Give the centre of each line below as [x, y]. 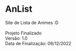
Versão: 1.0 [17, 38]
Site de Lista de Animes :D [32, 23]
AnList [19, 9]
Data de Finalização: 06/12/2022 [38, 43]
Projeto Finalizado [23, 33]
